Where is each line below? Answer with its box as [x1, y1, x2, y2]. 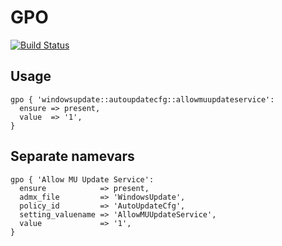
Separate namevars [10, 148, 135, 165]
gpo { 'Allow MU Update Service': [10, 174, 155, 185]
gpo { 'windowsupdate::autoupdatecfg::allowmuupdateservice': [10, 94, 275, 105]
